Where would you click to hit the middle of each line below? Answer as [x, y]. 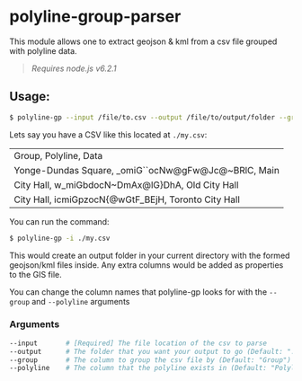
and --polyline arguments [80, 301]
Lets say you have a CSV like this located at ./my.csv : [108, 134]
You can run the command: [59, 221]
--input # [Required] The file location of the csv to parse [138, 343]
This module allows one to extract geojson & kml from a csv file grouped [143, 41]
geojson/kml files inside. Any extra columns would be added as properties [147, 265]
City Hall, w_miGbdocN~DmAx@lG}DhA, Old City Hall [126, 184]
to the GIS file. [36, 274]
